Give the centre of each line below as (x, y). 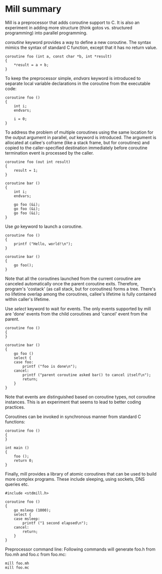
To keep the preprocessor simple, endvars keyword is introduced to (73, 78)
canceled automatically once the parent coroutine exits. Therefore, (72, 283)
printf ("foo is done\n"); (50, 366)
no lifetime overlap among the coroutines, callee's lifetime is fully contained (81, 294)
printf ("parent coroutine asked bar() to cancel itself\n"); (87, 375)
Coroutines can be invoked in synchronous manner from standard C (73, 416)
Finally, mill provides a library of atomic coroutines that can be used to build (81, 474)
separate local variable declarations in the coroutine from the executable (78, 83)
